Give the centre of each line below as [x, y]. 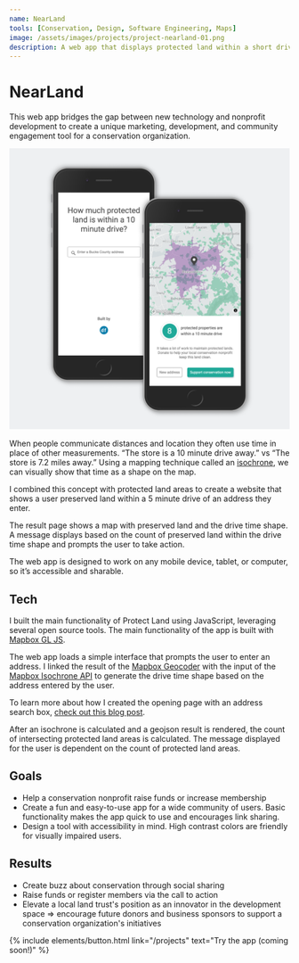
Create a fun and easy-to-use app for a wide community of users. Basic [154, 807]
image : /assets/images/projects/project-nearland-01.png [117, 37]
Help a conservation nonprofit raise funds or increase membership [144, 797]
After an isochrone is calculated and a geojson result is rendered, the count [147, 729]
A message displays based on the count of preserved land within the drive [145, 535]
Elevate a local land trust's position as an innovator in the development [152, 904]
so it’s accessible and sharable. [67, 572]
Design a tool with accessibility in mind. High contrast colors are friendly [155, 826]
